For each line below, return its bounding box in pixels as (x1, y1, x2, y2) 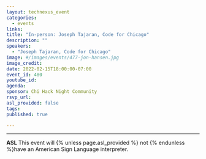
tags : (6, 105, 20, 112)
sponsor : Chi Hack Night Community (6, 89, 97, 95)
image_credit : (6, 60, 43, 66)
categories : (6, 15, 37, 21)
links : (6, 26, 23, 32)
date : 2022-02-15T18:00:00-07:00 (6, 65, 92, 72)
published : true (6, 111, 48, 117)
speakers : (6, 43, 32, 50)
